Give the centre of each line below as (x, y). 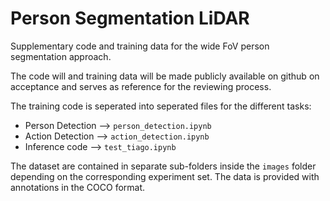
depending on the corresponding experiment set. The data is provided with (165, 176)
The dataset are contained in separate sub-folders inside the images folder (163, 166)
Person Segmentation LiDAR (130, 18)
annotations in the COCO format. (78, 187)
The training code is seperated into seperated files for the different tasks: (161, 106)
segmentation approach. (61, 56)
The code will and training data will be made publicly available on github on (165, 76)
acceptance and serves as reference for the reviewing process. (141, 86)
